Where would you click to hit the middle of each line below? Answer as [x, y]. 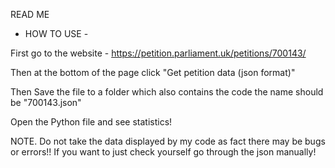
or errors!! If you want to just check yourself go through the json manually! [163, 152]
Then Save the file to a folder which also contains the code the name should [167, 92]
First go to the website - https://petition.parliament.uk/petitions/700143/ [158, 53]
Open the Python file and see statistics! [91, 122]
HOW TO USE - [56, 33]
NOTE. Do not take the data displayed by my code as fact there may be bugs [168, 141]
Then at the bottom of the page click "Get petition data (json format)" [153, 72]
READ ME [30, 14]
